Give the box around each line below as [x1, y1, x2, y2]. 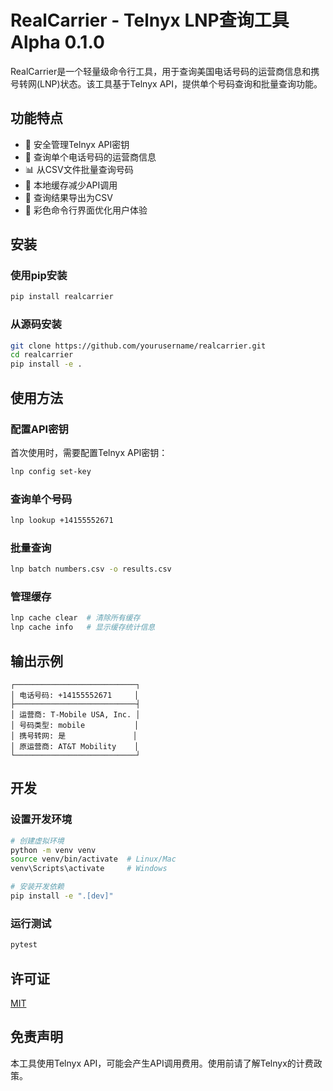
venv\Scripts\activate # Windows [10, 864, 168, 874]
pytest [10, 940, 38, 950]
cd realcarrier [10, 350, 74, 360]
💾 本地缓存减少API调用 [24, 179, 118, 191]
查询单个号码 [10, 492, 73, 506]
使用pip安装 [10, 269, 68, 283]
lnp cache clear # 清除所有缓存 [10, 613, 141, 623]
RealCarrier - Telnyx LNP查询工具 [10, 9, 290, 32]
